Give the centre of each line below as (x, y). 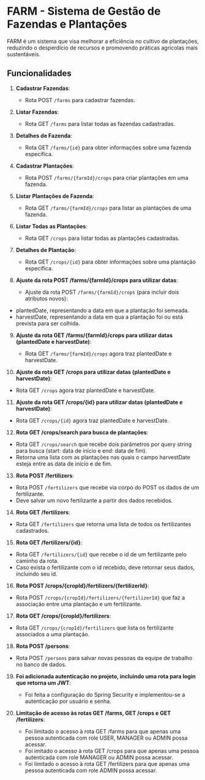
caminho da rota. (37, 560)
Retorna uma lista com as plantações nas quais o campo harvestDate (103, 457)
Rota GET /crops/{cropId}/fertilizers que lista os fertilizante (95, 628)
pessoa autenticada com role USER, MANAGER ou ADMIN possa (106, 738)
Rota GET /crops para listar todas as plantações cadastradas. (102, 238)
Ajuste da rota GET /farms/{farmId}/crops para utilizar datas (94, 335)
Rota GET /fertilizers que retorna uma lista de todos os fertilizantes (103, 524)
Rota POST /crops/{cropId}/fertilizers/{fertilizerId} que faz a (100, 597)
